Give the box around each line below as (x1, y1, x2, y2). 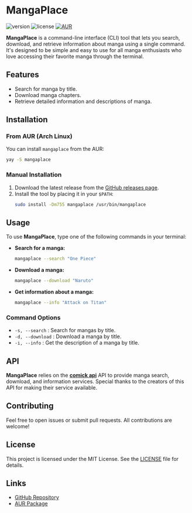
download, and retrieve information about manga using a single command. (6, 40, 186, 47)
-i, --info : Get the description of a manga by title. (14, 339, 139, 346)
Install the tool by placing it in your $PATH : (14, 190, 114, 197)
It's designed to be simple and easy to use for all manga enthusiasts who (6, 46, 182, 53)
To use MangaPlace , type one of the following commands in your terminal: (6, 233, 187, 240)
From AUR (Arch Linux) (6, 132, 73, 140)
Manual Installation (6, 171, 62, 179)
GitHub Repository (14, 494, 60, 501)
